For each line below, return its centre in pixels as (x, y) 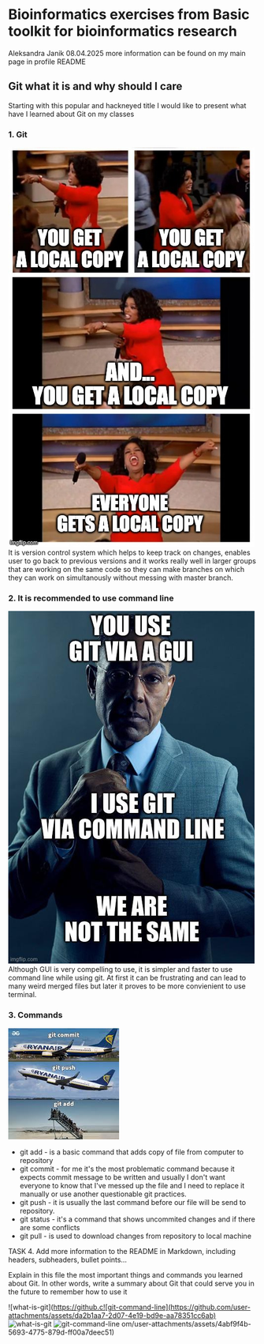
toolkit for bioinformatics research (123, 31)
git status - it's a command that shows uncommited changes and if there (138, 1219)
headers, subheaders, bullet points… (68, 1259)
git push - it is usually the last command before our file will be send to (133, 1202)
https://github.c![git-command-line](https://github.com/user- (152, 1307)
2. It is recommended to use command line (91, 598)
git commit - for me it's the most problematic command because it (127, 1169)
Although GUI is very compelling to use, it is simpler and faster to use (121, 969)
